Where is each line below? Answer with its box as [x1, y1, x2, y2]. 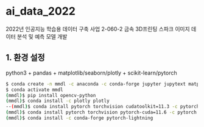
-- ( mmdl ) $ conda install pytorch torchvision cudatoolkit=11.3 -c [5, 104, 178, 110]
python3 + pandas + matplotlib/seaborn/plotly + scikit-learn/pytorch [5, 69, 177, 76]
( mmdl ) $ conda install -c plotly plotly [5, 98, 110, 104]
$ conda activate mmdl [5, 87, 63, 93]
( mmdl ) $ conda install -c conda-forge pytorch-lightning [5, 115, 153, 121]
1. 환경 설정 [5, 53, 45, 63]
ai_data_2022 [5, 4, 76, 18]
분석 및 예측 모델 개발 [16, 32, 68, 40]
